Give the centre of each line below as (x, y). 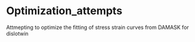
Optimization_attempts (64, 11)
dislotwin (17, 33)
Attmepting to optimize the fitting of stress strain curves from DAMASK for (98, 27)
